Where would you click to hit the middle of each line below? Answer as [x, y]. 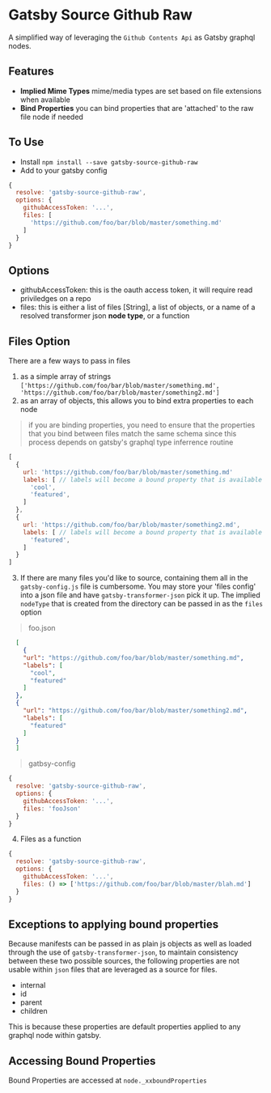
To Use [26, 142]
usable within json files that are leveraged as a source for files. [113, 970]
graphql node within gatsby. [55, 1036]
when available [45, 100]
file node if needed [51, 117]
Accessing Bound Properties [82, 1061]
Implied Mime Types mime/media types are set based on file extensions [141, 91]
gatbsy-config [52, 763]
